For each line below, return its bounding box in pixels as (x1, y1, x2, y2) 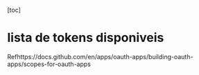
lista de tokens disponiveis (7, 30, 164, 45)
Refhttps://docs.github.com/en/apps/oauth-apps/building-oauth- (7, 52, 193, 61)
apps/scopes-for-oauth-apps (7, 60, 92, 68)
